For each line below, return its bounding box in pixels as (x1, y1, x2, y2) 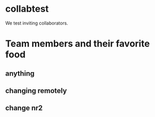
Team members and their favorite (5, 38, 150, 50)
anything (5, 69, 35, 78)
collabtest (5, 3, 49, 15)
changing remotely (5, 86, 68, 95)
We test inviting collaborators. (5, 20, 68, 26)
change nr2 (5, 104, 43, 112)
